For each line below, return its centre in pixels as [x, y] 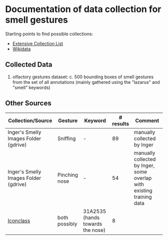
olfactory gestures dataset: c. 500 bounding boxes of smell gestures [83, 77]
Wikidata [21, 49]
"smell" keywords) [31, 87]
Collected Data [29, 65]
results [120, 124]
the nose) [94, 230]
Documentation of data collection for [83, 9]
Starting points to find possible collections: [49, 34]
